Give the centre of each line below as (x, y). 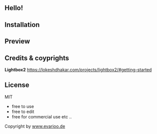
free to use (23, 106)
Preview (17, 41)
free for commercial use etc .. (42, 116)
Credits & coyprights (37, 58)
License (17, 85)
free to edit (23, 112)
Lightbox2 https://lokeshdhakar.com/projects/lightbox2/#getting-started (78, 69)
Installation (22, 25)
